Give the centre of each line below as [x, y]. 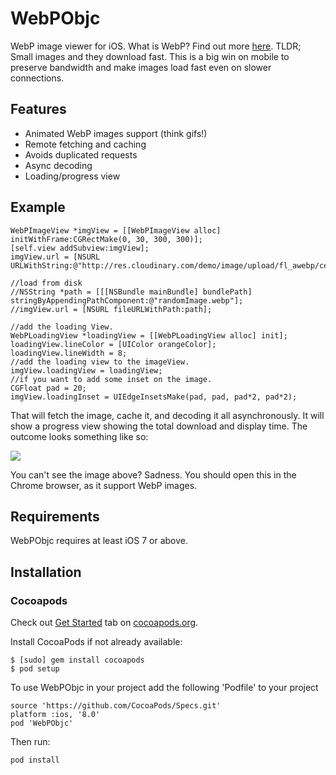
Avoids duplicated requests [81, 154]
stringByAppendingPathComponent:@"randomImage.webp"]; [127, 300]
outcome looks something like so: [79, 436]
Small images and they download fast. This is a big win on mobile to [150, 56]
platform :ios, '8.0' [55, 715]
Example [38, 207]
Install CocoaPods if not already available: [96, 642]
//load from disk [46, 283]
